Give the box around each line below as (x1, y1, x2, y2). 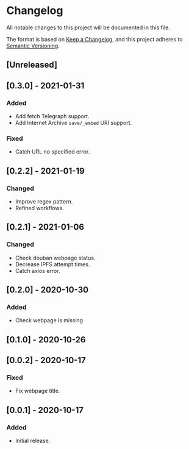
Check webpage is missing (15, 317, 84, 324)
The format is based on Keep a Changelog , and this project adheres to (6, 35, 183, 43)
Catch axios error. (15, 267, 60, 274)
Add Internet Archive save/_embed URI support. (15, 119, 132, 127)
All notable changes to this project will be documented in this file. (6, 24, 171, 31)
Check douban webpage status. (15, 254, 96, 261)
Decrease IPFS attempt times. (15, 260, 90, 268)
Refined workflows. (15, 205, 64, 211)
